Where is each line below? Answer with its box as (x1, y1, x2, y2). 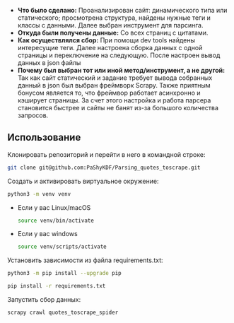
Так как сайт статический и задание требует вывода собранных (17, 74, 213, 82)
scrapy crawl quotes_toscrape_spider (7, 309, 119, 317)
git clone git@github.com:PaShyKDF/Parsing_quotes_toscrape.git (7, 164, 201, 171)
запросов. (17, 111, 49, 119)
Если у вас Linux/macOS (17, 203, 91, 211)
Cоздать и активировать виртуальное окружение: (7, 177, 159, 185)
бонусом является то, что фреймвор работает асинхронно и (17, 88, 201, 97)
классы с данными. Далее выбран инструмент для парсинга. (17, 21, 204, 29)
